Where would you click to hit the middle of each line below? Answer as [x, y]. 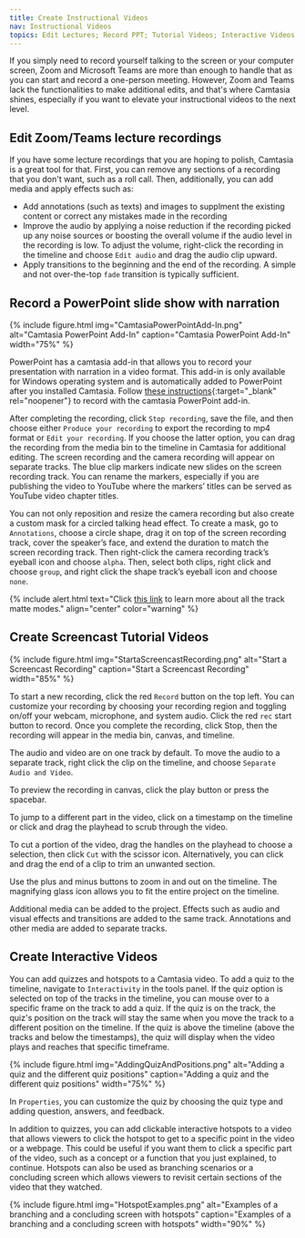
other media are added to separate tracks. [88, 928]
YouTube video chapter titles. [64, 496]
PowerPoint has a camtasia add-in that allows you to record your [131, 362]
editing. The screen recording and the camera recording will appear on [142, 457]
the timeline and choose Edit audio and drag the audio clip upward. [150, 255]
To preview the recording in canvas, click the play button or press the [139, 789]
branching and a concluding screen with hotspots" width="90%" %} [138, 1223]
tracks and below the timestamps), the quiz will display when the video [142, 1037]
